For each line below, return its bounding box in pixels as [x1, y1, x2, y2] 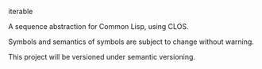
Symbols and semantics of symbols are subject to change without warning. [8, 37, 254, 46]
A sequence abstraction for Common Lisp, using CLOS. [8, 22, 189, 31]
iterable [8, 7, 33, 16]
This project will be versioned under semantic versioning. [8, 53, 196, 61]
